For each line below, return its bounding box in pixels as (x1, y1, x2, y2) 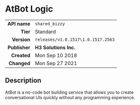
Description (5, 76, 41, 85)
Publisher (7, 44, 31, 51)
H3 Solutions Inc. (35, 44, 76, 51)
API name (7, 20, 31, 27)
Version (12, 36, 31, 43)
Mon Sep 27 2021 (35, 60, 77, 67)
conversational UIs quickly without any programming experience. (5, 94, 135, 100)
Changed (8, 60, 31, 67)
